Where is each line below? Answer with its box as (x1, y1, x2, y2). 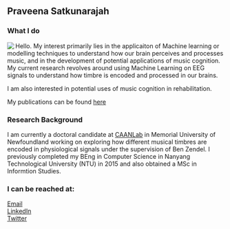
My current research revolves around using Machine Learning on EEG (7, 63, 205, 72)
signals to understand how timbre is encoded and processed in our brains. (7, 71, 218, 79)
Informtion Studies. (7, 166, 61, 175)
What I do (7, 26, 40, 36)
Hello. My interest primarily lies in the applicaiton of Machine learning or (15, 41, 220, 50)
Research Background (7, 115, 83, 124)
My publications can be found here (7, 98, 107, 106)
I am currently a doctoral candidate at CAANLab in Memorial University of (7, 130, 216, 138)
